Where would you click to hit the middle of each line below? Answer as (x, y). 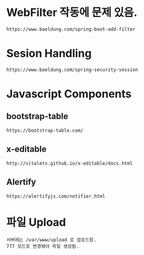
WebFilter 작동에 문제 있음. (72, 13)
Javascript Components (69, 94)
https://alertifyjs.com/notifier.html (56, 196)
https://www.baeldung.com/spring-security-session (72, 70)
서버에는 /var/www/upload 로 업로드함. (51, 240)
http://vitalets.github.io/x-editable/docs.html (70, 163)
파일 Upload (36, 222)
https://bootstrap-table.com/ (45, 130)
